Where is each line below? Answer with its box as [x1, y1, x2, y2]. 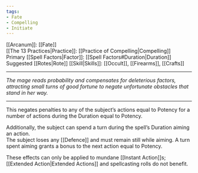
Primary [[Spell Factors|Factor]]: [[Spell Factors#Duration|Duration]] [6, 54, 171, 61]
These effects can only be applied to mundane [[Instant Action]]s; [6, 154, 166, 161]
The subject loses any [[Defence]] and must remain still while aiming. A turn [6, 137, 190, 144]
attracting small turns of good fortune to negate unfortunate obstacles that [6, 83, 189, 90]
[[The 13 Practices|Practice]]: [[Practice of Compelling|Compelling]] [6, 48, 171, 55]
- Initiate [6, 25, 33, 31]
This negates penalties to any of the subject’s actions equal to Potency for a [6, 107, 190, 114]
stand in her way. [6, 89, 48, 97]
